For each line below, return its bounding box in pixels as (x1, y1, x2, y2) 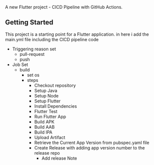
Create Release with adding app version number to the (34, 144, 145, 151)
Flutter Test (34, 108, 58, 114)
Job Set (12, 61, 29, 68)
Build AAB (34, 124, 55, 130)
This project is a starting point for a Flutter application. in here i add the (5, 31, 149, 37)
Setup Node (34, 93, 59, 98)
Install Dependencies (34, 103, 77, 109)
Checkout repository (34, 82, 76, 88)
